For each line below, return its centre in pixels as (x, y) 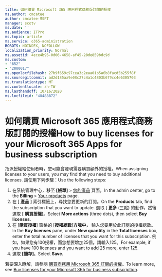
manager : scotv (20, 23)
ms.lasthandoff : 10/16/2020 (34, 91)
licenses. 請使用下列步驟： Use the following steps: (56, 180)
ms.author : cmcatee (25, 14)
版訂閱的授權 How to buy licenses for (80, 133)
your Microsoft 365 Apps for (64, 144)
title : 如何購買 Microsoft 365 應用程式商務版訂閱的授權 (58, 10)
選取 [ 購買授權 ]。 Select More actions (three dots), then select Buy (80, 214)
